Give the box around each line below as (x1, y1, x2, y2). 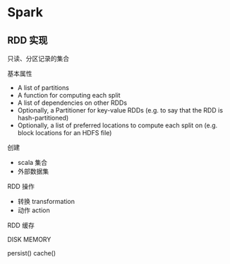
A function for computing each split (17, 91, 121, 99)
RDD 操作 (7, 182, 35, 190)
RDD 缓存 (7, 221, 35, 229)
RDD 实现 (7, 34, 48, 46)
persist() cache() (7, 249, 56, 257)
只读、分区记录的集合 (7, 54, 69, 62)
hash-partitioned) (17, 114, 69, 122)
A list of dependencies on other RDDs (17, 98, 128, 107)
